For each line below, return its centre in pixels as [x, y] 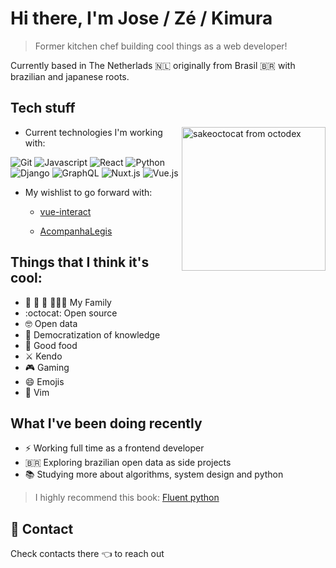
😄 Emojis [44, 381]
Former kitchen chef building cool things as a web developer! [161, 46]
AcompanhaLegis [76, 231]
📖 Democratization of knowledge [92, 334]
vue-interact [65, 211]
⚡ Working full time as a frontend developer [114, 448]
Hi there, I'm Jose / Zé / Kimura [141, 18]
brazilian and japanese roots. [70, 76]
